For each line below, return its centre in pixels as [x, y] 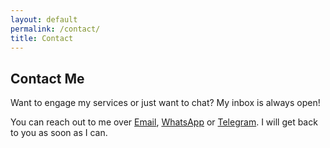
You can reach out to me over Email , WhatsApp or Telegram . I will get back [164, 122]
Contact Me [47, 78]
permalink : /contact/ [55, 29]
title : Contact [42, 38]
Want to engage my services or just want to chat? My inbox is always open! [165, 103]
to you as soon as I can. [59, 133]
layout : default [44, 19]
